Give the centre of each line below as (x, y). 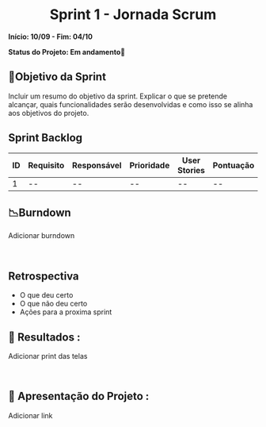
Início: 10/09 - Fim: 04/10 (51, 37)
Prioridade (150, 165)
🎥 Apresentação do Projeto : (79, 396)
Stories (191, 170)
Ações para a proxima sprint (66, 312)
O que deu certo (46, 295)
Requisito (46, 165)
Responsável (97, 165)
